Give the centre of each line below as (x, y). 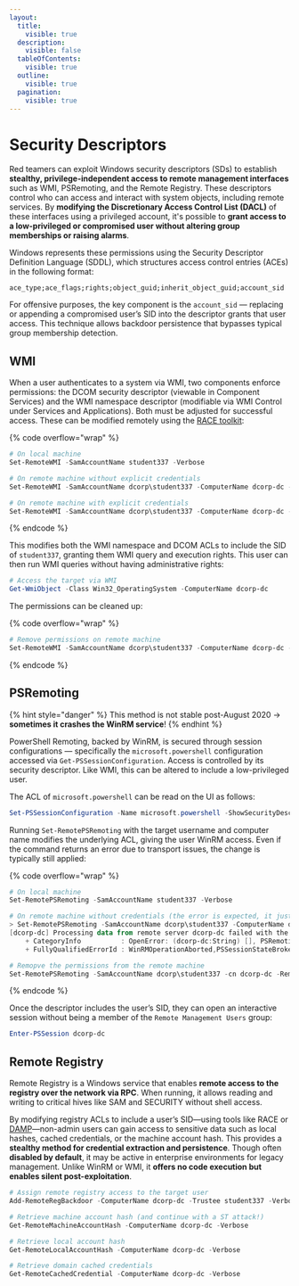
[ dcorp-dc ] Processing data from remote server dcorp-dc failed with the (149, 933)
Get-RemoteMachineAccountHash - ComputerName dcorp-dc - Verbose (129, 1225)
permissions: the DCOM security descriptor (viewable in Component (134, 392)
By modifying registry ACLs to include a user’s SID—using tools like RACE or (149, 1119)
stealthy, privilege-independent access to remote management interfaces (149, 178)
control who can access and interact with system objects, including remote (147, 198)
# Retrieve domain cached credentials (81, 1266)
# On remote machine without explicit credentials (105, 478)
